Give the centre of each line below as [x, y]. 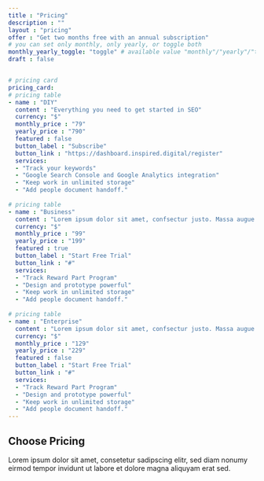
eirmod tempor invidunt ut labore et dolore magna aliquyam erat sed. [119, 468]
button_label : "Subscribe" [61, 146]
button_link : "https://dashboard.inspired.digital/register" [119, 153]
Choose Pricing [46, 441]
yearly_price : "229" [51, 351]
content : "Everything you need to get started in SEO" [108, 110]
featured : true [42, 248]
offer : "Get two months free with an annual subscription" [109, 37]
